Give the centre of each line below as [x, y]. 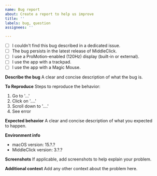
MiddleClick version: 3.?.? [37, 150]
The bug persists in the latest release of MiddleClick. [64, 51]
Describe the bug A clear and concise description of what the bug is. [74, 77]
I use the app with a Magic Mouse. [46, 67]
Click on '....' [24, 101]
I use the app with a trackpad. [42, 62]
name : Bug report [22, 9]
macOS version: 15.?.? [34, 145]
